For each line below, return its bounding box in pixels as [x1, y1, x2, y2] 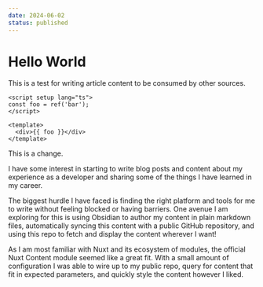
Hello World [8, 53, 86, 71]
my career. [8, 181, 43, 190]
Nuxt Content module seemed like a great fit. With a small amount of [8, 253, 229, 263]
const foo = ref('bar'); [8, 101, 89, 109]
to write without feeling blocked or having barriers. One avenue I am [8, 204, 228, 214]
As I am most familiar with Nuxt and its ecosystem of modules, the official [8, 245, 246, 254]
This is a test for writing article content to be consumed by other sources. [8, 79, 246, 88]
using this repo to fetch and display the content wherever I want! [8, 230, 217, 239]
